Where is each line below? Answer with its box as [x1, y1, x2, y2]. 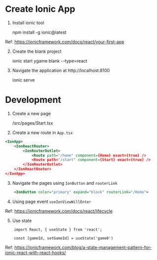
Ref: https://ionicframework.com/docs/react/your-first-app [5, 38, 125, 45]
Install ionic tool [12, 20, 44, 26]
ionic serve [12, 77, 35, 83]
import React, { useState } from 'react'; [14, 227, 102, 232]
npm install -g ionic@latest [12, 29, 66, 35]
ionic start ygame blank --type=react [12, 58, 88, 64]
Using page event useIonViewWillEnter [12, 198, 92, 204]
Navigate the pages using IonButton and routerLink [12, 180, 118, 186]
